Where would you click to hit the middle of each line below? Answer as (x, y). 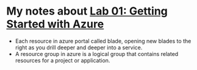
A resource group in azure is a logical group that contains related (97, 54)
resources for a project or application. (63, 60)
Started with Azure (55, 24)
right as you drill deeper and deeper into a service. (79, 47)
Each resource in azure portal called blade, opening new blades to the (103, 41)
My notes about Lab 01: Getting (87, 11)
